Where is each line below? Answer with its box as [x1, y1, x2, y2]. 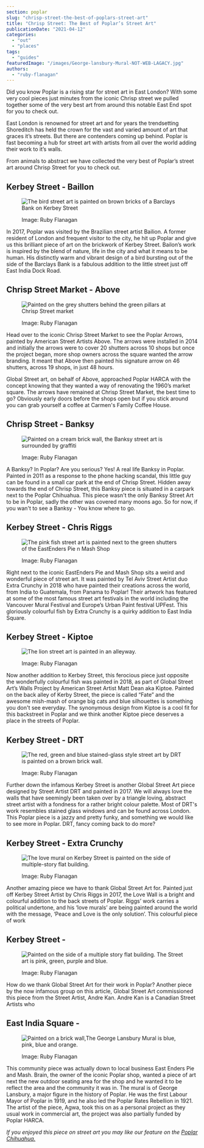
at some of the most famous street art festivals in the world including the [6, 594, 189, 602]
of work [6, 916, 26, 924]
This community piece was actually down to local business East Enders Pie [6, 1064, 195, 1072]
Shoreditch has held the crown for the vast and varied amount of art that [6, 126, 188, 133]
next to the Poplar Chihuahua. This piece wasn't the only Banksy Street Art [6, 491, 194, 499]
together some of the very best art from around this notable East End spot [6, 101, 192, 109]
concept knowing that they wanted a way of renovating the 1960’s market [6, 381, 191, 389]
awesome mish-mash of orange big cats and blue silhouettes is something [6, 697, 193, 705]
